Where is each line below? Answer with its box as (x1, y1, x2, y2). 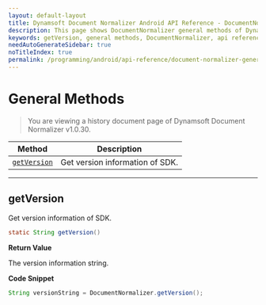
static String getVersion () (8, 228, 101, 236)
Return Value (8, 242, 52, 252)
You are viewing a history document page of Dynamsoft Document (27, 116, 245, 125)
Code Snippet (8, 273, 55, 283)
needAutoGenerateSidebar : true (8, 41, 112, 49)
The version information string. (8, 258, 109, 268)
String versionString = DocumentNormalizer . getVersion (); (8, 288, 203, 297)
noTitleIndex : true (8, 48, 73, 56)
